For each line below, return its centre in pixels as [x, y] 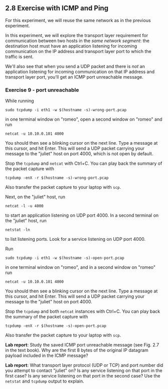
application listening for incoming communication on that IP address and [80, 72]
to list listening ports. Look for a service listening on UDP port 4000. [75, 239]
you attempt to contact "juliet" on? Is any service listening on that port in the [84, 370]
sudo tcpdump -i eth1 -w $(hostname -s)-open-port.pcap [65, 258]
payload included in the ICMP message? [47, 355]
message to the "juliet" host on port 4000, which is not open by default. [79, 154]
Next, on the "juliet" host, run [35, 197]
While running [20, 101]
